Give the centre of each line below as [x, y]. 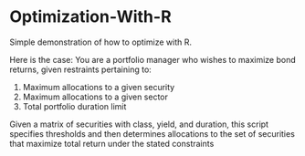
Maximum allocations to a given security [99, 87]
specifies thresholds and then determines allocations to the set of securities [152, 133]
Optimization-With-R [90, 17]
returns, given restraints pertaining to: [81, 69]
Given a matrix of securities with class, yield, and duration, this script [139, 124]
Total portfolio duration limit [74, 106]
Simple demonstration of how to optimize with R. [101, 42]
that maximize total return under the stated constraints [112, 143]
